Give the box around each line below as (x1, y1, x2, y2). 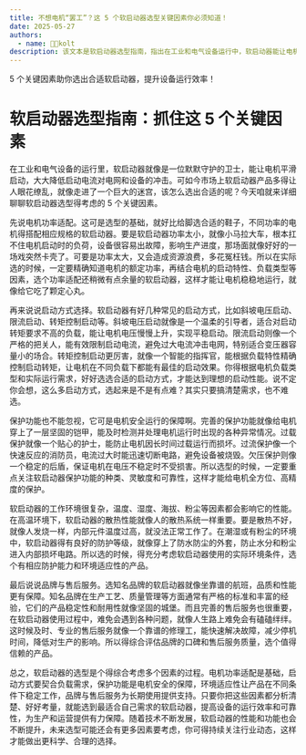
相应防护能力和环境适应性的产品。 (25, 560, 153, 571)
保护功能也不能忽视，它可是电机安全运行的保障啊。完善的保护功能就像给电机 (9, 416, 297, 427)
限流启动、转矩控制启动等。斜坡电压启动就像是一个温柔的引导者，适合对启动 (9, 316, 297, 327)
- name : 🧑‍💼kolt (17, 38, 76, 48)
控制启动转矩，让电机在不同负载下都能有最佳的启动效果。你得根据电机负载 (9, 362, 289, 373)
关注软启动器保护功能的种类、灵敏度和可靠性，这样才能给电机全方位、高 (16, 472, 289, 483)
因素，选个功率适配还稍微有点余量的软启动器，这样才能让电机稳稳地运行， (9, 274, 289, 285)
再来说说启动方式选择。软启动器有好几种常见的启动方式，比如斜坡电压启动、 (9, 305, 297, 315)
